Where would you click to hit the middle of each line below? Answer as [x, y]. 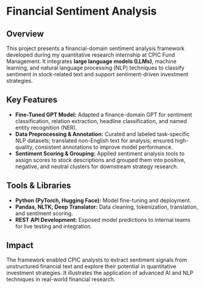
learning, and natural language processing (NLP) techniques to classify [95, 68]
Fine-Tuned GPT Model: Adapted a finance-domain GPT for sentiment [104, 115]
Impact [20, 245]
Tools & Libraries [39, 186]
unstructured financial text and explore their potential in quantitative [91, 266]
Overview [25, 34]
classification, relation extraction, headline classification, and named [101, 121]
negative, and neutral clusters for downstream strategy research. [97, 166]
